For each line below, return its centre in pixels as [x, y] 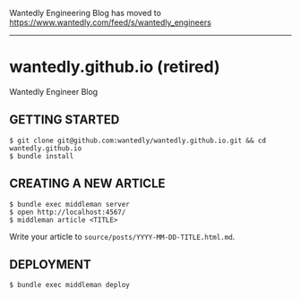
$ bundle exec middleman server [69, 204]
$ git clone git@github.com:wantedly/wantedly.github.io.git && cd [138, 140]
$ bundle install [42, 156]
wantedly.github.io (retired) [115, 67]
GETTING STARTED [64, 120]
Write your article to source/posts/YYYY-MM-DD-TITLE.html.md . [122, 236]
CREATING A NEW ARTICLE [87, 184]
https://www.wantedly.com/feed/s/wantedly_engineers [111, 22]
